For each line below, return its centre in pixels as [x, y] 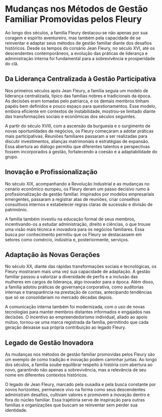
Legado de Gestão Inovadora [49, 342]
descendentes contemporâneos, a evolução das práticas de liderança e [76, 53]
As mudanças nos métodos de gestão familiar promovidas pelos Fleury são [80, 354]
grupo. [12, 157]
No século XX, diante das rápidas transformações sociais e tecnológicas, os [81, 267]
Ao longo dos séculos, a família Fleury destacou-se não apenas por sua [76, 33]
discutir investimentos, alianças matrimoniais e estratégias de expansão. [77, 141]
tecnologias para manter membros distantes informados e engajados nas [78, 312]
